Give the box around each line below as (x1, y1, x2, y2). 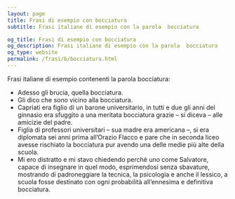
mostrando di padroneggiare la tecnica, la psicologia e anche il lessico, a (17, 170, 228, 179)
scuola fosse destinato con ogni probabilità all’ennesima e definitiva (17, 177, 213, 186)
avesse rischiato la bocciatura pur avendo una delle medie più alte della (17, 140, 224, 149)
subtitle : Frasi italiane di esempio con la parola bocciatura (7, 23, 199, 30)
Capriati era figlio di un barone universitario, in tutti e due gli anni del (17, 103, 215, 111)
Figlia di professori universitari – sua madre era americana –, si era (17, 125, 209, 134)
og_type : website (7, 49, 58, 56)
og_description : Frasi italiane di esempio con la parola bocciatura (7, 43, 218, 50)
